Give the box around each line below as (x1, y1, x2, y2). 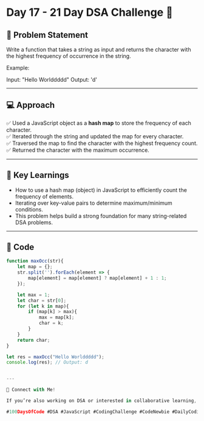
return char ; (17, 337, 50, 343)
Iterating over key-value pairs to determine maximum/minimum (15, 199, 173, 207)
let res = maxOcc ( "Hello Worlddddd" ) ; (6, 353, 104, 360)
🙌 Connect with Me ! (6, 387, 56, 393)
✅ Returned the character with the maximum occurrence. (6, 146, 150, 154)
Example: (6, 64, 30, 71)
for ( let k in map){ (17, 303, 69, 310)
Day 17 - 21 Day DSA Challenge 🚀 (6, 5, 173, 19)
